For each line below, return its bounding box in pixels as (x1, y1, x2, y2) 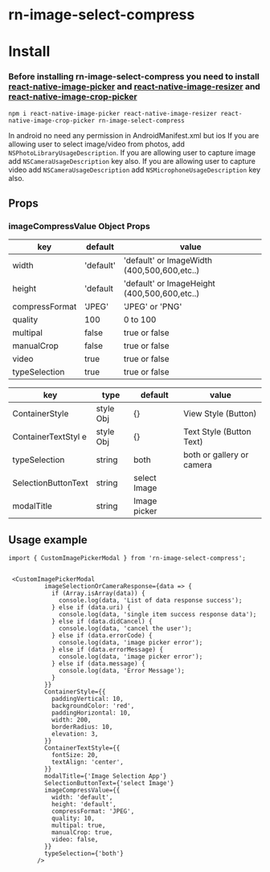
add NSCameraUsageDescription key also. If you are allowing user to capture (8, 156, 256, 166)
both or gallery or (183, 449, 249, 461)
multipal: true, (51, 821, 106, 829)
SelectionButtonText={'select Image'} (43, 780, 174, 788)
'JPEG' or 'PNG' (123, 301, 182, 313)
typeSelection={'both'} (43, 849, 125, 858)
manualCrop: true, (51, 829, 113, 837)
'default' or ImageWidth (123, 255, 213, 266)
